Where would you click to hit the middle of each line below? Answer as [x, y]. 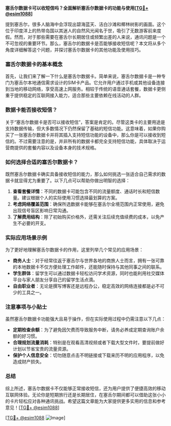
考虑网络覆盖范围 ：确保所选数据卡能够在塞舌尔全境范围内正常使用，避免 [88, 204]
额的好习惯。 [26, 336]
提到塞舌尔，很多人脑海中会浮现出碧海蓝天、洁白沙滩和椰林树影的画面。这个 [85, 24]
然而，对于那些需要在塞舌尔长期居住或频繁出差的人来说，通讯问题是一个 [90, 37]
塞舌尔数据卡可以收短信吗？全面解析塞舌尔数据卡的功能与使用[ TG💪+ [77, 8]
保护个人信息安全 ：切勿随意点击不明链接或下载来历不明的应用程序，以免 [88, 355]
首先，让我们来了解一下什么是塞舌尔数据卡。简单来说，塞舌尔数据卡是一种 [83, 77]
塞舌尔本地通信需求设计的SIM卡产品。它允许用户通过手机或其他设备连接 [90, 83]
